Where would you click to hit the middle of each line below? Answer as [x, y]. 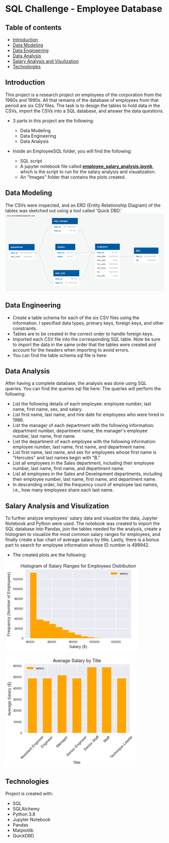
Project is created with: [29, 793]
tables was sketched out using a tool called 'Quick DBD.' [64, 210]
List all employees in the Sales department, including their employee [83, 463]
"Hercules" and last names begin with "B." [56, 458]
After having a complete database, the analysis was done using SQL [76, 384]
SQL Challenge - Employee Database [84, 9]
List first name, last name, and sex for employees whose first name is [84, 452]
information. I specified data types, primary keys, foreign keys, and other [88, 323]
